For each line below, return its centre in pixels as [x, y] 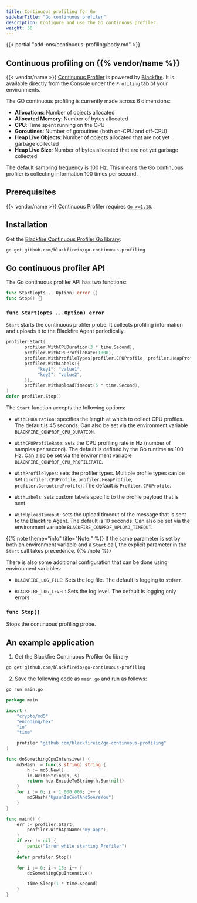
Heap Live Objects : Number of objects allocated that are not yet [92, 137]
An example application [50, 642]
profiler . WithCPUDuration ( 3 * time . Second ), [79, 347]
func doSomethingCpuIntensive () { [48, 759]
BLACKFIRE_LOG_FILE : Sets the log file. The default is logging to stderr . [98, 580]
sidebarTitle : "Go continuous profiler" [56, 17]
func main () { [23, 819]
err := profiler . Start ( [46, 824]
